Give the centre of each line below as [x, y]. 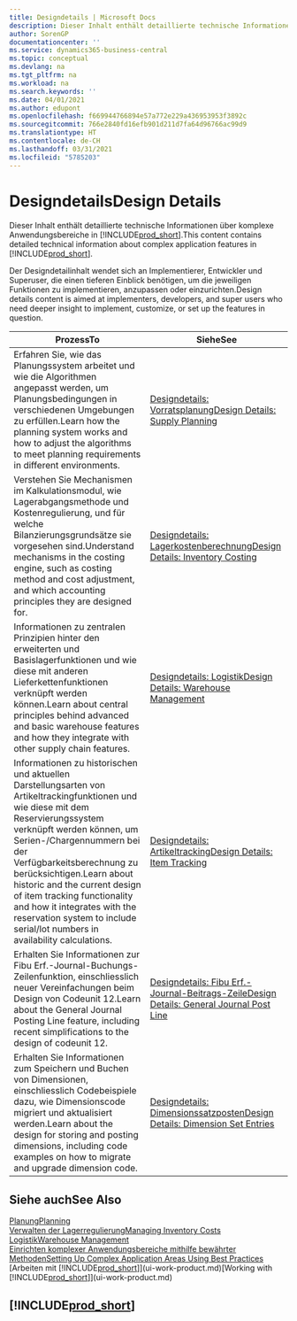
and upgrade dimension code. [76, 1168]
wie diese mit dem [52, 807]
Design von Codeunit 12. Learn [77, 999]
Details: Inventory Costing [203, 557]
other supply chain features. [72, 749]
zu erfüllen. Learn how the [67, 421]
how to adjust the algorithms [73, 444]
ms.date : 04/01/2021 [47, 100]
